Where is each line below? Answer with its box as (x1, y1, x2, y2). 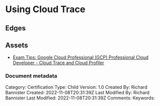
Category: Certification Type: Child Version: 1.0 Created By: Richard (5, 84, 148, 90)
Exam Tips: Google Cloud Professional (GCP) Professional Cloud (12, 54, 149, 60)
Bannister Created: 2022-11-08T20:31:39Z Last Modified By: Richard (5, 89, 150, 95)
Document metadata (5, 73, 58, 80)
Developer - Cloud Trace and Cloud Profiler (12, 60, 105, 66)
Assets (5, 41, 28, 49)
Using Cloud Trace (5, 4, 86, 15)
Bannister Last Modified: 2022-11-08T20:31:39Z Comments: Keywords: (5, 95, 155, 101)
